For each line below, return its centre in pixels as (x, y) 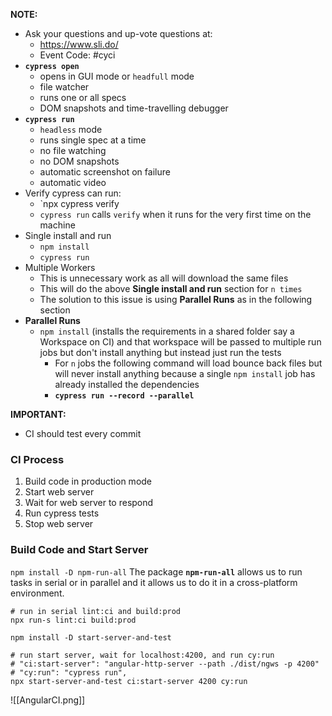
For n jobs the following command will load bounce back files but (188, 363)
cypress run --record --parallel (124, 396)
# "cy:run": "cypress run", (69, 672)
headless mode (71, 129)
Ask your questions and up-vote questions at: (118, 33)
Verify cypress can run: (73, 193)
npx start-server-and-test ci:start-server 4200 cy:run (129, 681)
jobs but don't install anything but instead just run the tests (160, 352)
